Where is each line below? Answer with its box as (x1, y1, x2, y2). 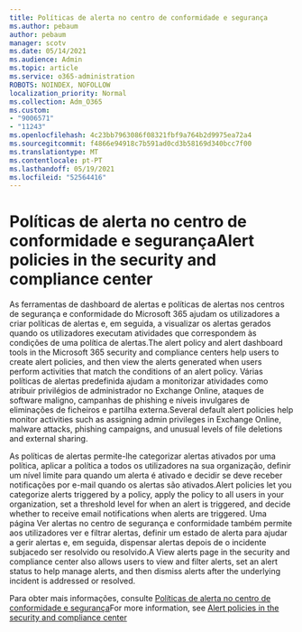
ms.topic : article (9, 64, 78, 73)
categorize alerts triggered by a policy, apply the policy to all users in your (9, 489, 285, 500)
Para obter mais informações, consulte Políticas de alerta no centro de (9, 593, 271, 604)
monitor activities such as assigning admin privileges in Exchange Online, (9, 414, 282, 425)
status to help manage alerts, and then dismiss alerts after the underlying (9, 566, 281, 577)
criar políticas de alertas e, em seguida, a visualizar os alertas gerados (9, 318, 271, 330)
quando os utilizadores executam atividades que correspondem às (9, 328, 257, 339)
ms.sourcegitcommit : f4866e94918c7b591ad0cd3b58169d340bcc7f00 (9, 139, 252, 148)
